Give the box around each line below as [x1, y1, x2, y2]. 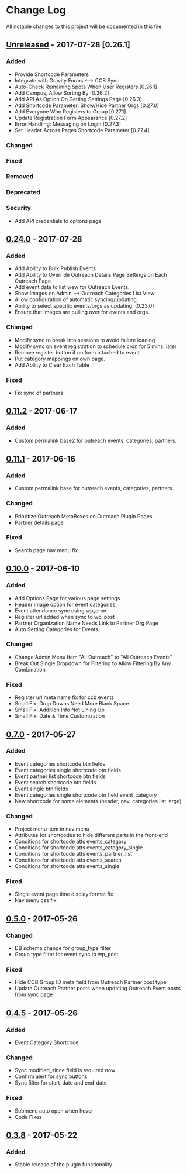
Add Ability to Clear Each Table [14, 361, 89, 369]
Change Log [6, 4, 66, 17]
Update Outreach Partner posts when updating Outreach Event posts [14, 985, 181, 992]
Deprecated [6, 188, 41, 197]
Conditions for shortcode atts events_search [14, 856, 122, 863]
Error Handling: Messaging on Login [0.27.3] [14, 121, 122, 128]
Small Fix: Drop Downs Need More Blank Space [14, 700, 129, 707]
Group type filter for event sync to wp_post [14, 951, 119, 958]
